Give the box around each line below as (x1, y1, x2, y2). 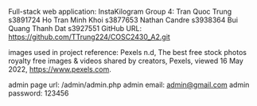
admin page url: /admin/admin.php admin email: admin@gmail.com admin (8, 80, 250, 89)
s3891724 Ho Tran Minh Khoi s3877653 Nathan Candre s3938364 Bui (8, 15, 239, 25)
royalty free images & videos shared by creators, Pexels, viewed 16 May (8, 56, 244, 65)
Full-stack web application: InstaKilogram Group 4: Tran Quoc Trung (8, 7, 232, 16)
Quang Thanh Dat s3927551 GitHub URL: (8, 24, 142, 33)
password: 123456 (8, 88, 69, 98)
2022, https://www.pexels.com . (8, 65, 111, 74)
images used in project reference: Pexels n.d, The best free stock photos (8, 48, 247, 57)
